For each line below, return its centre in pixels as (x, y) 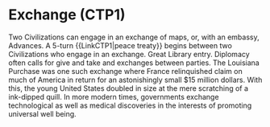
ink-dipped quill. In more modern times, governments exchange (114, 96)
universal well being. (42, 113)
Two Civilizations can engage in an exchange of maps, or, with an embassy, (134, 37)
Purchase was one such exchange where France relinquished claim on (126, 71)
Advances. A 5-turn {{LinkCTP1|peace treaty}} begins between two (120, 45)
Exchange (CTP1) (67, 15)
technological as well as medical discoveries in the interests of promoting (130, 105)
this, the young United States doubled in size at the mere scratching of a (128, 88)
